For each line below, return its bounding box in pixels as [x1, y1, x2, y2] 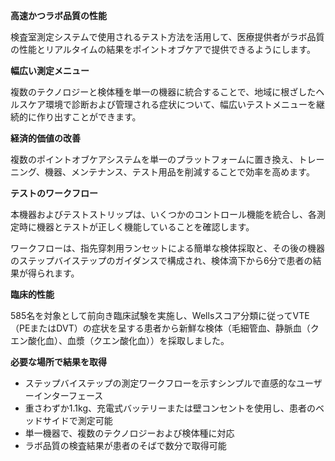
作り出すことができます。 [36, 111, 142, 123]
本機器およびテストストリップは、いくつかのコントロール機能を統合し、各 [10, 209, 317, 220]
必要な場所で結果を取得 [10, 356, 107, 368]
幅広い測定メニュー [10, 65, 90, 76]
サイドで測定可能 [42, 415, 113, 426]
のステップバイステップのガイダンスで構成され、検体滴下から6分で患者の [10, 255, 313, 266]
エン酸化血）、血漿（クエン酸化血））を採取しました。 [10, 335, 230, 346]
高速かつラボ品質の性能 [10, 10, 107, 21]
